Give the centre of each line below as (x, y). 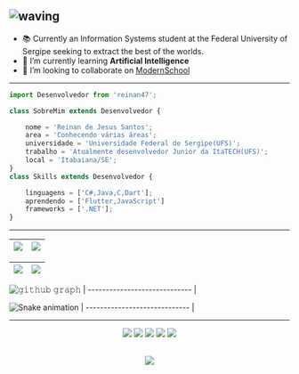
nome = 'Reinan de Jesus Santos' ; (89, 127)
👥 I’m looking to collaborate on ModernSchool (106, 70)
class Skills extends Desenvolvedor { (81, 176)
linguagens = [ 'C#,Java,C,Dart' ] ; (89, 192)
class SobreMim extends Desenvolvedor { (85, 111)
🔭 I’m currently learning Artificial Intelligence (105, 61)
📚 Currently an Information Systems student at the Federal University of (154, 38)
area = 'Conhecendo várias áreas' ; (91, 135)
